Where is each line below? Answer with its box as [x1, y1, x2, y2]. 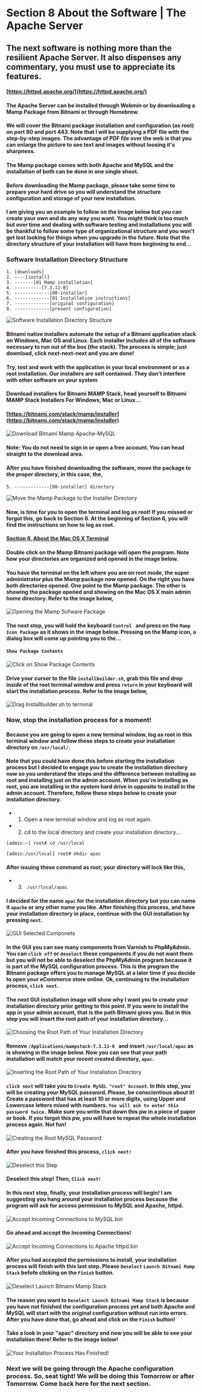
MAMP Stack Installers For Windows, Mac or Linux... [6, 396, 141, 404]
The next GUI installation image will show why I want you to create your [6, 996, 189, 1003]
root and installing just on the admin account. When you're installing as [6, 777, 189, 784]
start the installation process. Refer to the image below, [6, 687, 148, 694]
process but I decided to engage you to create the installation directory [6, 764, 188, 771]
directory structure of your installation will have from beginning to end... [6, 240, 192, 247]
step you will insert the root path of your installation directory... [6, 1015, 169, 1022]
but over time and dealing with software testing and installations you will [6, 221, 192, 229]
